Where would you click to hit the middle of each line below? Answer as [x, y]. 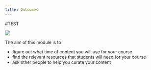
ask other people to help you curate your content [62, 62]
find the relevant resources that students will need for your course [79, 57]
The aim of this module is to [33, 42]
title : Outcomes [22, 10]
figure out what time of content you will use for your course [72, 51]
